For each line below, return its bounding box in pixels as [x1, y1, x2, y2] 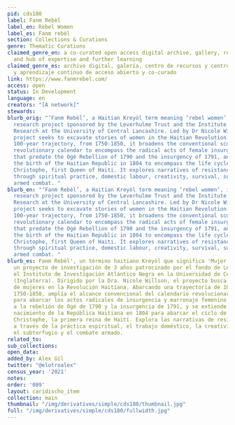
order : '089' [7, 381, 45, 389]
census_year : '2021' [7, 368, 68, 375]
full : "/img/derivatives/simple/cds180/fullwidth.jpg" [7, 407, 171, 414]
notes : [7, 375, 27, 382]
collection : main [7, 394, 58, 401]
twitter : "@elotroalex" [7, 362, 77, 369]
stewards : [7, 108, 36, 115]
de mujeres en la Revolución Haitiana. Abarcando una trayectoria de [13, 284, 220, 291]
